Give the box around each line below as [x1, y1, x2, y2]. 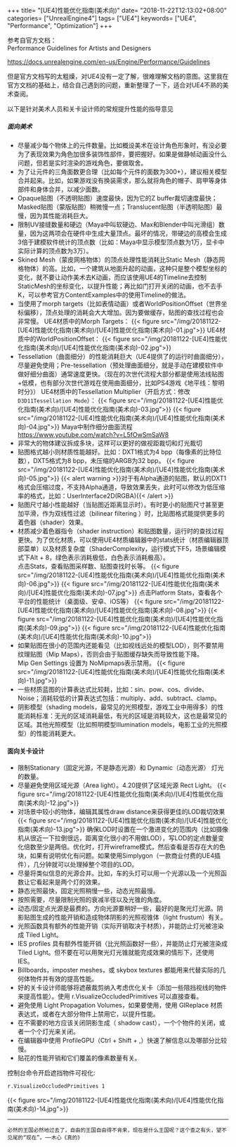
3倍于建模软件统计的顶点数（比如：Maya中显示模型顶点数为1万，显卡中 [17, 238, 225, 246]
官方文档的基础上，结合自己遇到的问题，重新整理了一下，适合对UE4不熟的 [7, 81, 223, 89]
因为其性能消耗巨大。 [29, 211, 92, 220]
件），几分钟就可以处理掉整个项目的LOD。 [17, 861, 138, 869]
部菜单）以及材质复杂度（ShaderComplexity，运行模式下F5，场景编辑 [17, 544, 220, 552]
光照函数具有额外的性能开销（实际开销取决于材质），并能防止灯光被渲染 [17, 922, 224, 930]
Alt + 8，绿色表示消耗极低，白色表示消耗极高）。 [29, 553, 170, 562]
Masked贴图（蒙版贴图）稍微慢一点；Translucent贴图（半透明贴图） [17, 203, 216, 211]
